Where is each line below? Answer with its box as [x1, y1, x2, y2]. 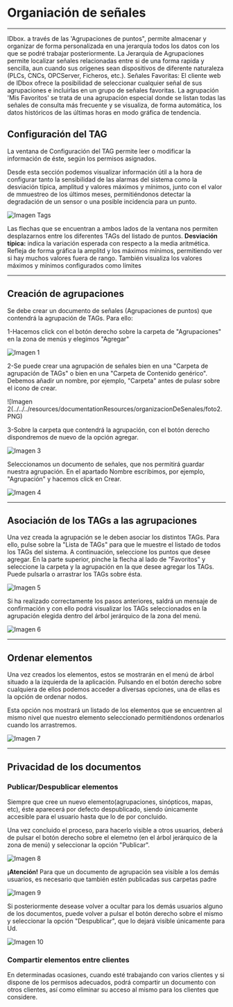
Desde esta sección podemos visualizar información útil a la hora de [7, 168, 202, 176]
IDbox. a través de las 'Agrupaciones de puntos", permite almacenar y [7, 34, 207, 42]
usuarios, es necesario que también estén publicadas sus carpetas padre [7, 875, 217, 883]
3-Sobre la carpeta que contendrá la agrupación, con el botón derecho [7, 426, 210, 434]
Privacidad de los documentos [7, 761, 141, 773]
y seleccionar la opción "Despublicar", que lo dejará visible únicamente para [7, 917, 225, 925]
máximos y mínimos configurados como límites [7, 261, 142, 269]
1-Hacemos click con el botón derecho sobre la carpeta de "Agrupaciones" [7, 327, 222, 335]
